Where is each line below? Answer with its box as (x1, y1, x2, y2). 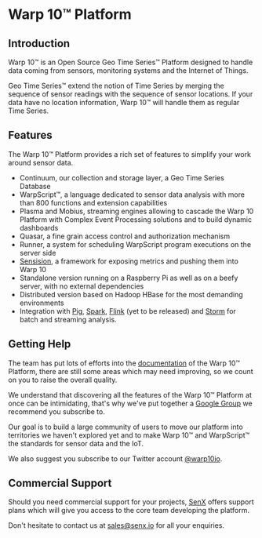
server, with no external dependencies (19, 281, 144, 291)
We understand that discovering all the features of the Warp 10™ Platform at (8, 390, 253, 399)
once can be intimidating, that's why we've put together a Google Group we (8, 398, 253, 408)
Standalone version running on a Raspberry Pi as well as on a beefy (19, 273, 238, 282)
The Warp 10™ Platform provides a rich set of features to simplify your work (8, 149, 251, 158)
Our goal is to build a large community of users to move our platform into (8, 422, 243, 431)
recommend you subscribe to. (8, 406, 106, 416)
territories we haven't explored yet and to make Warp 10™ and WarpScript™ (8, 430, 249, 440)
